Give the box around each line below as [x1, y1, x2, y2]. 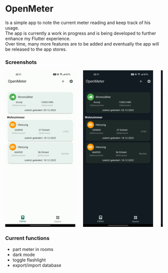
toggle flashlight [12, 256, 46, 263]
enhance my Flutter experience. [5, 36, 71, 42]
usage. [5, 25, 19, 31]
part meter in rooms [12, 246, 53, 252]
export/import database [12, 262, 61, 268]
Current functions [5, 235, 50, 242]
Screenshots [5, 59, 37, 66]
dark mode [12, 251, 35, 257]
